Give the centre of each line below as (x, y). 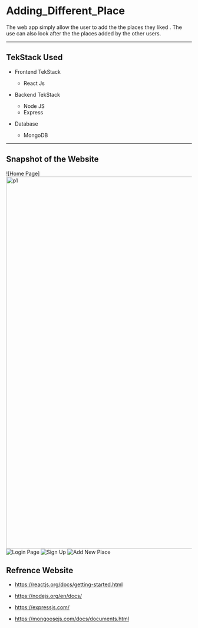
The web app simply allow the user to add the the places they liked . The (94, 27)
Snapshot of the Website (52, 160)
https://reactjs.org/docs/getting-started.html (69, 584)
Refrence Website (40, 570)
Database (26, 124)
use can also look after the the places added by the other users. (84, 33)
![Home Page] (23, 173)
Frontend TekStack (37, 71)
